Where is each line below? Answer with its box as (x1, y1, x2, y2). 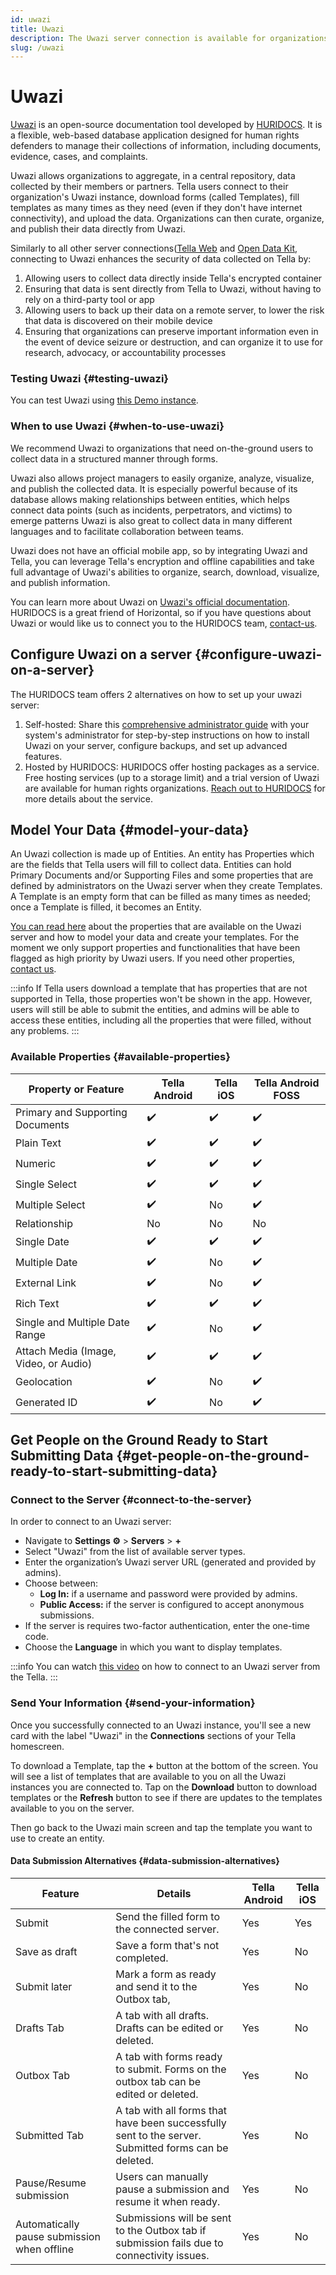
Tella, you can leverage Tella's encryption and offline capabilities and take (10, 555, 315, 567)
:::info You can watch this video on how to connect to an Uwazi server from (10, 1661, 321, 1673)
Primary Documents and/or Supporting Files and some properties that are (10, 869, 314, 881)
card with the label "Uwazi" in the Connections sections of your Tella (10, 1729, 297, 1741)
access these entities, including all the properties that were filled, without (10, 1014, 312, 1026)
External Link (15, 1276, 77, 1290)
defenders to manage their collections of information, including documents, (10, 140, 322, 152)
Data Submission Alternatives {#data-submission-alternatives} (10, 1855, 280, 1867)
